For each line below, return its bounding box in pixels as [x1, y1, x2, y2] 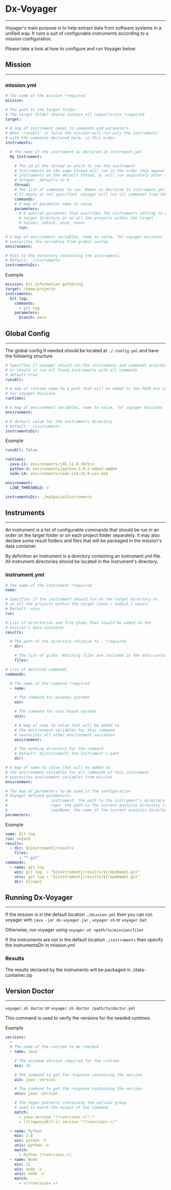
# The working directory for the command [14, 746, 103, 751]
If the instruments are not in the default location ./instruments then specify [5, 936, 163, 943]
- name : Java [10, 1049, 38, 1055]
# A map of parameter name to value [14, 201, 93, 207]
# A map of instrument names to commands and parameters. [5, 126, 131, 131]
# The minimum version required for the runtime [14, 1058, 120, 1063]
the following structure [5, 353, 53, 359]
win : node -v [14, 1166, 42, 1172]
